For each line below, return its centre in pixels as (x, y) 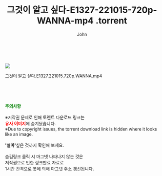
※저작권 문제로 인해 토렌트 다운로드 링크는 (45, 117)
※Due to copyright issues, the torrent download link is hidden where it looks (81, 129)
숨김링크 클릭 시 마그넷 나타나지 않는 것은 (44, 156)
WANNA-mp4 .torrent (82, 21)
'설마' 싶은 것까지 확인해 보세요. (35, 145)
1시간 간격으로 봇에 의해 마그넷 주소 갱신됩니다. (50, 169)
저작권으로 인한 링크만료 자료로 (35, 162)
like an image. (19, 134)
